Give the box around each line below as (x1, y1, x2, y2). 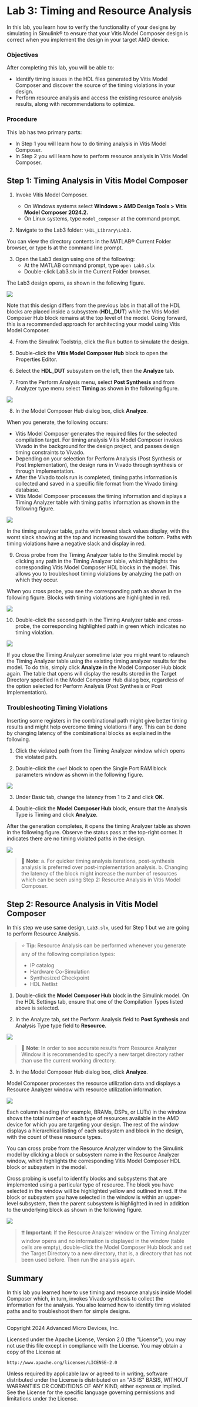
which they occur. (15, 576, 59, 583)
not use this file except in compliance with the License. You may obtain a (6, 1342, 183, 1349)
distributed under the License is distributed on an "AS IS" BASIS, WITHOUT (6, 1376, 189, 1383)
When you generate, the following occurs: (6, 419, 108, 426)
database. (15, 486, 40, 493)
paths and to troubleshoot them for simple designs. (6, 1308, 131, 1315)
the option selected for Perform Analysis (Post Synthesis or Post (6, 683, 163, 690)
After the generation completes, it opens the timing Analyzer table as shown (6, 822, 191, 830)
